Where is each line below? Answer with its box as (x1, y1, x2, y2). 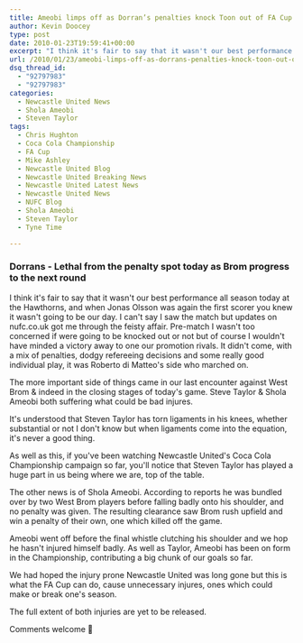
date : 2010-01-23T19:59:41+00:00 (9, 38, 135, 48)
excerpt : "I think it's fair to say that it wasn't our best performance (9, 47, 293, 56)
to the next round (9, 271, 87, 284)
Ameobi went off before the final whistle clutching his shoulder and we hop (9, 533, 289, 544)
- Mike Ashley (17, 155, 70, 165)
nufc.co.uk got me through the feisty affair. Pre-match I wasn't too (9, 321, 255, 332)
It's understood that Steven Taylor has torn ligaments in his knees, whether (9, 413, 288, 424)
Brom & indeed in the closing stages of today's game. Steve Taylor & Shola (9, 386, 287, 397)
